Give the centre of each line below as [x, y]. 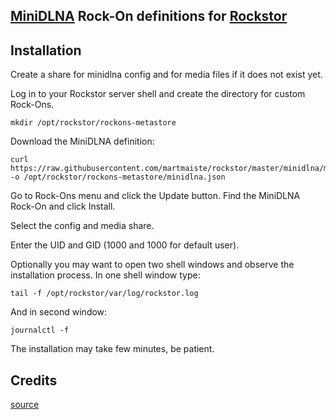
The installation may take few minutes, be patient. [112, 349]
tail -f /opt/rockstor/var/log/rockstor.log [104, 294]
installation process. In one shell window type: [105, 275]
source [25, 405]
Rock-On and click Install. [63, 206]
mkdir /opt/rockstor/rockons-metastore [93, 123]
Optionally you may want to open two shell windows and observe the [152, 265]
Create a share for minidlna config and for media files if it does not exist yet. [166, 75]
